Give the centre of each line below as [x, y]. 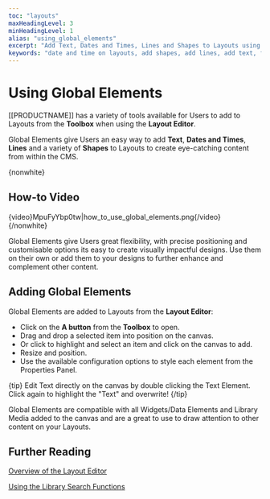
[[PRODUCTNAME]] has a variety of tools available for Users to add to [125, 115]
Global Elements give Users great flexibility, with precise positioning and [128, 241]
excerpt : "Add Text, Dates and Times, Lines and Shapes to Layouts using [135, 46]
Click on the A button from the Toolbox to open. [100, 327]
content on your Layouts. [49, 427]
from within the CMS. [43, 156]
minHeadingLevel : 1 [41, 31]
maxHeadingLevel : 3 [41, 23]
